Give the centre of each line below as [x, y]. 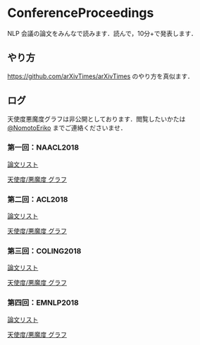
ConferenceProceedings [81, 13]
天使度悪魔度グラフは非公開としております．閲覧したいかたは [96, 119]
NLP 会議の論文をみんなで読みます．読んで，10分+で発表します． [102, 33]
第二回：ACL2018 [38, 199]
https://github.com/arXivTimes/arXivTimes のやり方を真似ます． [100, 76]
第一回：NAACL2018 [43, 147]
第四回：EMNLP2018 [43, 303]
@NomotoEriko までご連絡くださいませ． [67, 128]
